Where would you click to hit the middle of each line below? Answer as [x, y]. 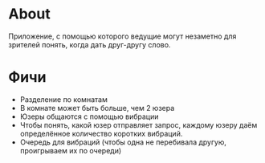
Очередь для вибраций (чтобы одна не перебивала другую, [123, 142]
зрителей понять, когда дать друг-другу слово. [90, 44]
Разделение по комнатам [64, 99]
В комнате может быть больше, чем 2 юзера [97, 108]
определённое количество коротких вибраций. [101, 133]
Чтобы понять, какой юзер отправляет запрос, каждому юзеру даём [139, 124]
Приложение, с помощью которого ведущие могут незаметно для [122, 36]
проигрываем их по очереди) [71, 150]
